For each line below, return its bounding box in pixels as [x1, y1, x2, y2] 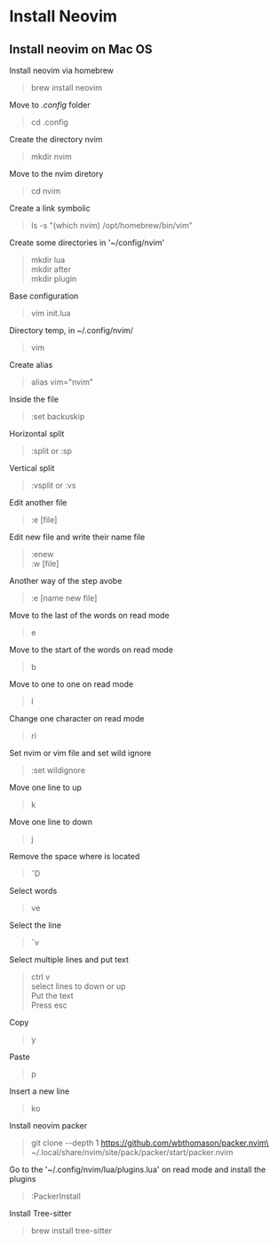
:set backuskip [30, 411, 85, 421]
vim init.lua [30, 308, 71, 318]
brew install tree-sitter [30, 1225, 113, 1236]
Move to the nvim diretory [9, 169, 104, 179]
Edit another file [9, 498, 68, 507]
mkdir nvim [30, 151, 73, 162]
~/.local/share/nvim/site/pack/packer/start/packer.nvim [30, 1147, 234, 1157]
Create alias [9, 360, 53, 370]
